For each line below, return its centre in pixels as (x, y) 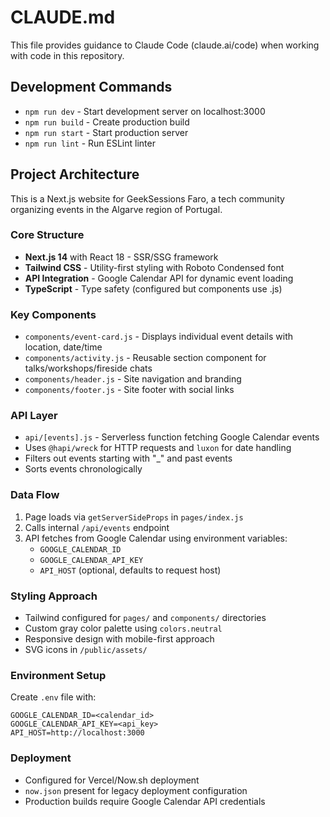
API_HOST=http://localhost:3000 (77, 733)
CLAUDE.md (63, 17)
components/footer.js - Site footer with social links (129, 390)
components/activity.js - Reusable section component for (145, 358)
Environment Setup (58, 675)
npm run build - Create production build (107, 122)
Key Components (53, 314)
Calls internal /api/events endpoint (97, 527)
